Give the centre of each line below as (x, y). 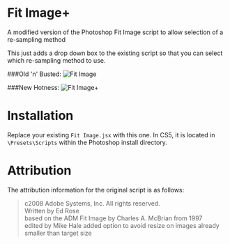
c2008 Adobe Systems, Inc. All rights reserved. (92, 203)
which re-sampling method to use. (56, 60)
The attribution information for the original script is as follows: (96, 190)
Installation (40, 116)
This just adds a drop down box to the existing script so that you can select (115, 53)
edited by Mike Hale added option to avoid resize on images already (122, 225)
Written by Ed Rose (52, 211)
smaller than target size (58, 233)
